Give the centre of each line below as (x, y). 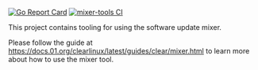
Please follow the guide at (50, 42)
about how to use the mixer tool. (61, 59)
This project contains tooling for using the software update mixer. (115, 27)
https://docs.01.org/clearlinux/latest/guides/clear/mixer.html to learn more (129, 51)
